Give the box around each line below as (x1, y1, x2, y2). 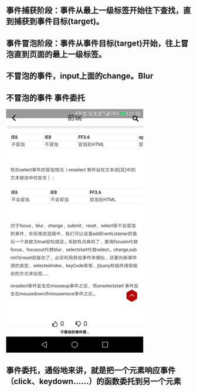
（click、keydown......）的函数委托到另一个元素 (6, 377, 182, 387)
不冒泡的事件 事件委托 (6, 93, 85, 103)
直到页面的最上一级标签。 (13, 49, 107, 59)
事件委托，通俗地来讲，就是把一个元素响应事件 (6, 366, 176, 376)
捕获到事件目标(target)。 (13, 16, 104, 26)
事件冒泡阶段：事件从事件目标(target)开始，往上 (6, 38, 181, 48)
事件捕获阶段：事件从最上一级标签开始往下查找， (6, 5, 184, 16)
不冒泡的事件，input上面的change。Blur (6, 71, 154, 81)
